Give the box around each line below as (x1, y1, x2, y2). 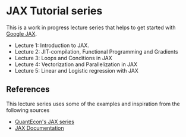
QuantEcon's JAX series (14, 118, 74, 125)
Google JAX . (6, 30, 37, 37)
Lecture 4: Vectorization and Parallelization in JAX (14, 61, 138, 68)
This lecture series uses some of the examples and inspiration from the (6, 100, 180, 107)
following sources (6, 106, 50, 114)
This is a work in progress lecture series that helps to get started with (6, 24, 176, 31)
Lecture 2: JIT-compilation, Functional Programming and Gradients (14, 48, 178, 55)
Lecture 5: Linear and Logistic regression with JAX (14, 67, 138, 74)
